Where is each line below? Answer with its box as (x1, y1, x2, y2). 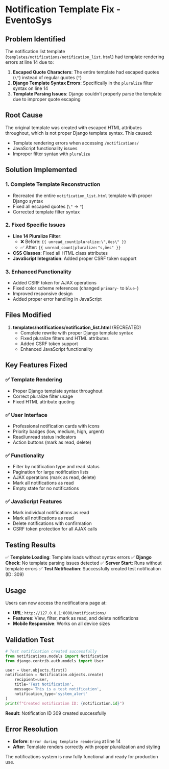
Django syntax (12, 198, 43, 204)
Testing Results (5, 540, 56, 549)
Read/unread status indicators (12, 434, 77, 440)
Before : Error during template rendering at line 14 (12, 738, 121, 744)
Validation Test (5, 635, 55, 644)
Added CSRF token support (20, 341, 78, 347)
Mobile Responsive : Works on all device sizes (12, 620, 110, 627)
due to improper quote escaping (12, 96, 81, 102)
